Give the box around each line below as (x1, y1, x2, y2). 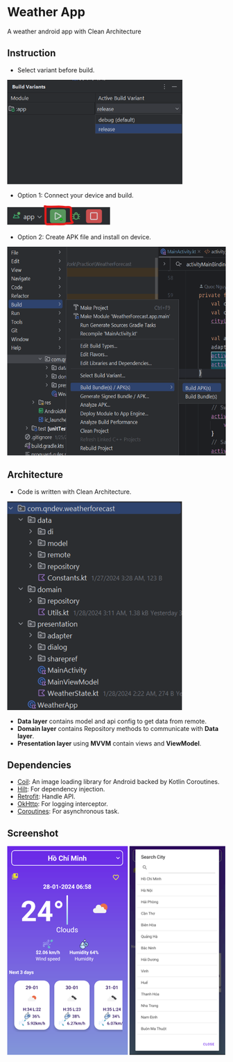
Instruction (7, 47, 56, 59)
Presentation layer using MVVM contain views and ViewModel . (17, 739, 202, 748)
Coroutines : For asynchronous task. (17, 807, 120, 816)
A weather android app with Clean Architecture (7, 27, 141, 35)
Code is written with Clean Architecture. (17, 488, 132, 496)
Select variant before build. (17, 65, 95, 74)
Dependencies (7, 759, 71, 771)
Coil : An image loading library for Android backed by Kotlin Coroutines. (17, 778, 220, 786)
